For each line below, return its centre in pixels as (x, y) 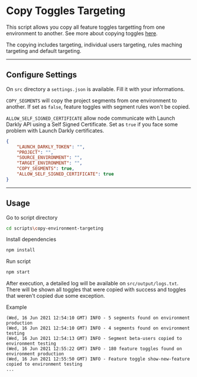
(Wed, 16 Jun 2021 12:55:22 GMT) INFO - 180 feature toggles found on (94, 349)
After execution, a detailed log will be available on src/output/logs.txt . (92, 284)
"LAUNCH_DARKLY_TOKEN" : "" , (51, 147)
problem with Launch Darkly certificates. (55, 130)
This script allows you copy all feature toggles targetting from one (86, 27)
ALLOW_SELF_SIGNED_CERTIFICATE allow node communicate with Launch (91, 118)
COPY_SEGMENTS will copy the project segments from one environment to (91, 100)
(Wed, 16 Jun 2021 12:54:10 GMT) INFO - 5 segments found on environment (98, 318)
